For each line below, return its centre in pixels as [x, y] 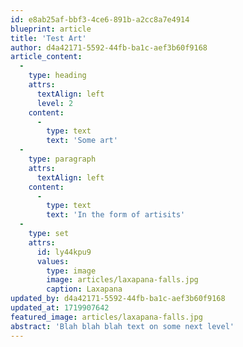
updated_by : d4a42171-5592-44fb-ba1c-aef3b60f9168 [118, 299]
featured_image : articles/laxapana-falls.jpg [106, 317]
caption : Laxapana [84, 289]
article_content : [46, 57]
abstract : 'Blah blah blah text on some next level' [122, 326]
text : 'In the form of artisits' [116, 215]
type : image [71, 271]
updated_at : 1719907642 [60, 308]
